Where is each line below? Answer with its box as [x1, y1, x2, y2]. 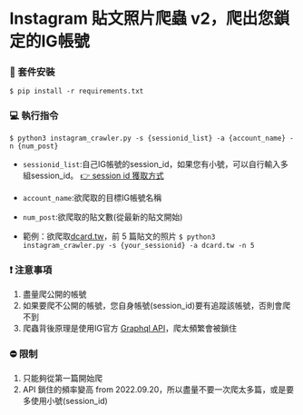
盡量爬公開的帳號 [22, 289, 87, 300]
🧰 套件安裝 [9, 65, 56, 78]
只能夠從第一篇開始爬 [22, 373, 103, 384]
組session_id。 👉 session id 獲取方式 [22, 170, 165, 181]
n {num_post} [9, 142, 59, 151]
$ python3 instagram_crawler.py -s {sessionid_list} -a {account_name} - [9, 133, 295, 143]
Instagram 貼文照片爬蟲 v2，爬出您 [9, 8, 274, 29]
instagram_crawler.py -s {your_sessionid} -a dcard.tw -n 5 [22, 241, 255, 250]
